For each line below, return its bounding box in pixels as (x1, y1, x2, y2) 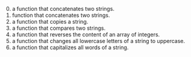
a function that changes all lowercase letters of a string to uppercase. (11, 38, 186, 44)
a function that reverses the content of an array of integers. (11, 31, 160, 38)
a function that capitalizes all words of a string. (11, 44, 129, 51)
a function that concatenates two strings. (11, 5, 115, 12)
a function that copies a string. (11, 18, 89, 25)
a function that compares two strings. (11, 24, 106, 32)
